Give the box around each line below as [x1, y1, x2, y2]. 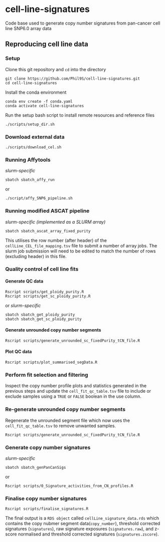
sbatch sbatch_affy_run [5, 177, 55, 182]
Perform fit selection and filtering [5, 371, 89, 378]
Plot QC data [5, 349, 32, 355]
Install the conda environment [5, 89, 67, 95]
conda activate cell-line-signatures [5, 103, 84, 108]
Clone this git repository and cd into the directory [5, 66, 106, 72]
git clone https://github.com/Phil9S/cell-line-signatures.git [5, 76, 140, 81]
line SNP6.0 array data [5, 25, 52, 31]
